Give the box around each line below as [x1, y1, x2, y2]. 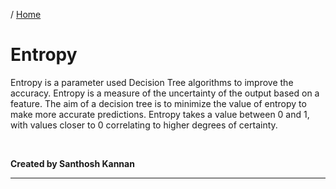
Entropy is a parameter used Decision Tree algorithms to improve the [10, 76, 294, 88]
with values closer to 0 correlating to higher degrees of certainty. [10, 119, 278, 131]
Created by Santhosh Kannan [10, 157, 135, 169]
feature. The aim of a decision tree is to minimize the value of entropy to [10, 97, 307, 109]
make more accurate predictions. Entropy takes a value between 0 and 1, [10, 108, 310, 120]
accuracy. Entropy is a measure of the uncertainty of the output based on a [10, 87, 320, 99]
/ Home [10, 9, 42, 20]
